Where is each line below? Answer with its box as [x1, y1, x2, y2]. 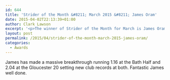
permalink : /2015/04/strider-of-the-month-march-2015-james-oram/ [5, 36, 148, 41]
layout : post [5, 31, 33, 36]
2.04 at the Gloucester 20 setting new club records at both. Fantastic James [5, 64, 164, 70]
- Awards [10, 45, 28, 50]
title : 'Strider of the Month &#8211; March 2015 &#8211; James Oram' [5, 12, 157, 17]
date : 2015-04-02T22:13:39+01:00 [5, 17, 76, 22]
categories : [5, 41, 30, 46]
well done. [5, 69, 27, 76]
